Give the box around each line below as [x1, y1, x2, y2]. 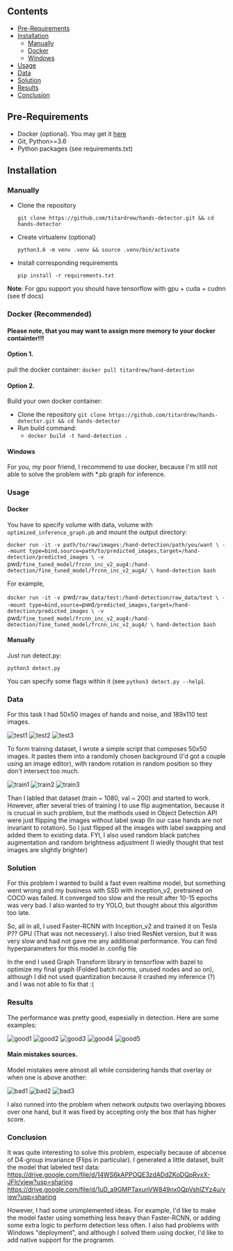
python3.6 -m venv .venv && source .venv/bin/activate [17, 247, 180, 254]
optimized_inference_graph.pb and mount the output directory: [7, 528, 188, 536]
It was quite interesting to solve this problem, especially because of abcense [7, 1148, 227, 1157]
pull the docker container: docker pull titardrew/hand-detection [7, 365, 195, 374]
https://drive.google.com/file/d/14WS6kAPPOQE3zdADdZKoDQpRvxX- [7, 1171, 211, 1179]
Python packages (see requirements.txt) [17, 144, 134, 153]
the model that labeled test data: [7, 1163, 100, 1172]
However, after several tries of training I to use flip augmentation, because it [7, 801, 225, 810]
